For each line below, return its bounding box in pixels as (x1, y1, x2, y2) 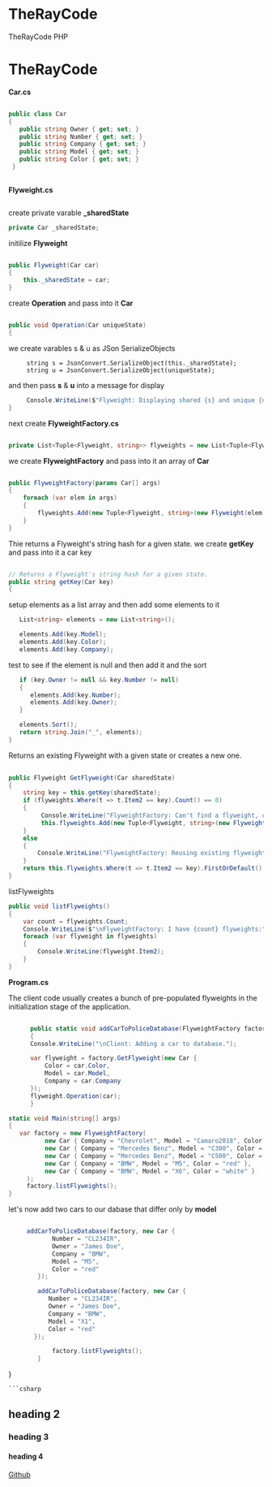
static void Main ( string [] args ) (8, 1114, 121, 1122)
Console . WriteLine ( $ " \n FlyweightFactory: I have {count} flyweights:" (23, 925, 266, 933)
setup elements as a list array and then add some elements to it (8, 600, 220, 610)
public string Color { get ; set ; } (19, 155, 139, 163)
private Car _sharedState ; (8, 223, 100, 231)
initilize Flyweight (8, 238, 68, 248)
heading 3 (8, 1431, 49, 1442)
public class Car (8, 110, 67, 118)
